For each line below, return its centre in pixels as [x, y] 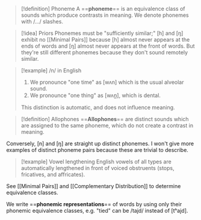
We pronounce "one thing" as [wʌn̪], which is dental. [95, 95]
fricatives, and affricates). [53, 174]
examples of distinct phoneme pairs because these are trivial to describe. [97, 150]
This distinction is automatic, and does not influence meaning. [98, 107]
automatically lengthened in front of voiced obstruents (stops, [97, 168]
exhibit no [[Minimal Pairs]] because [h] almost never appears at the [105, 39]
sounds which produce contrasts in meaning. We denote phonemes [105, 15]
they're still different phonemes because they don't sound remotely [104, 52]
